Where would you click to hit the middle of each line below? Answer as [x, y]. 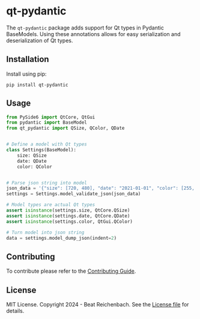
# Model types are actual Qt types [51, 205]
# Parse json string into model [47, 183]
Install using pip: [26, 74]
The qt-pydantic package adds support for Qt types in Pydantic [85, 28]
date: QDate [32, 161]
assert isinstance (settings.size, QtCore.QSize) [68, 211]
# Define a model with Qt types [47, 144]
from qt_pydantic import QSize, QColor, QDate [65, 128]
